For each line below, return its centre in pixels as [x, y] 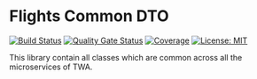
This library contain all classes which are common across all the [126, 57]
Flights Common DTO [90, 16]
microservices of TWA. [51, 67]
